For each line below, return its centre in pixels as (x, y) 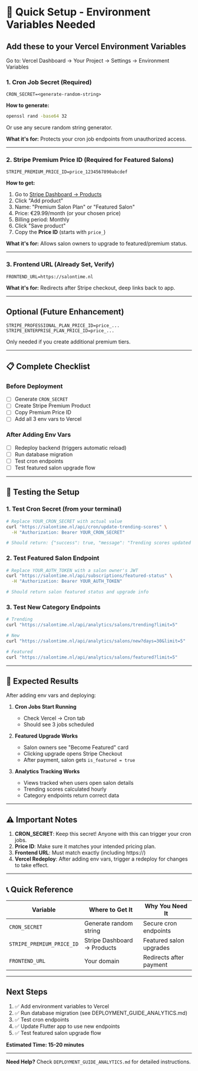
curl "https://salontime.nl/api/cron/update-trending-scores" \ (87, 527)
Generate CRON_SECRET (41, 399)
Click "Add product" (39, 201)
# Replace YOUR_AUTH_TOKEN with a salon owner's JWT (72, 570)
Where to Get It (111, 910)
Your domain (102, 961)
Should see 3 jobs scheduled (59, 725)
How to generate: (28, 105)
